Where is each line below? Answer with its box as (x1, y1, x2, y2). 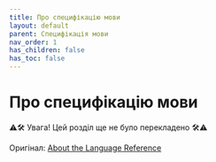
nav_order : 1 (9, 37, 58, 47)
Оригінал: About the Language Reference (9, 143, 162, 153)
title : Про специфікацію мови (9, 12, 121, 22)
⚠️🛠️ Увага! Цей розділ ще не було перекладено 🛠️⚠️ (9, 121, 208, 133)
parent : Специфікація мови (9, 29, 109, 38)
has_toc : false (9, 54, 66, 63)
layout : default (9, 21, 69, 30)
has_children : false (9, 46, 86, 55)
